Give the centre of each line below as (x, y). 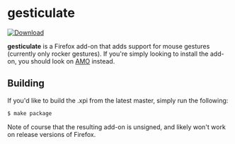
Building (26, 84)
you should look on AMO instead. (67, 61)
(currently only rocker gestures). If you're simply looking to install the (108, 54)
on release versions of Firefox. (52, 134)
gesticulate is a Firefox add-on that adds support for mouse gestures (109, 46)
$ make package (30, 113)
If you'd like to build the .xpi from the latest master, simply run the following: (118, 100)
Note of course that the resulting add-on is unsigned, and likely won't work (117, 127)
